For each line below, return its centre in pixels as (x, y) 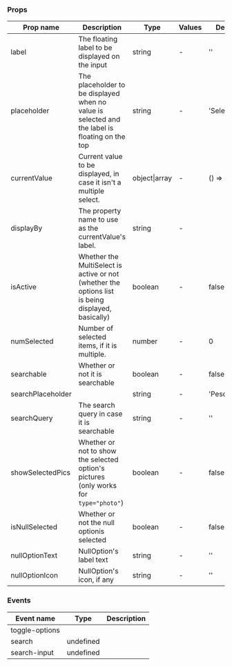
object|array (152, 178)
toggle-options (35, 630)
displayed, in (99, 174)
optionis (91, 531)
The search (97, 406)
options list (96, 292)
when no (93, 102)
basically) (94, 317)
